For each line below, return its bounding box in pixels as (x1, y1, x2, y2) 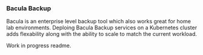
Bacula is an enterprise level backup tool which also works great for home (6, 18, 191, 25)
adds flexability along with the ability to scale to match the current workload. (6, 30, 198, 38)
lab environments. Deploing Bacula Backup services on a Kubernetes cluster (6, 24, 198, 31)
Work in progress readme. (6, 42, 72, 49)
